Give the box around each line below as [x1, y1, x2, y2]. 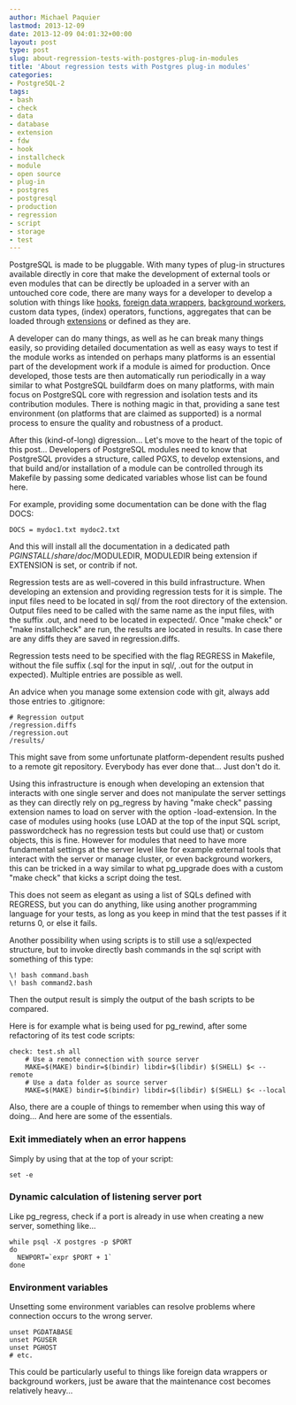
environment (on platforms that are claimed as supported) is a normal [9, 408, 262, 419]
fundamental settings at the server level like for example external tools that [9, 845, 281, 855]
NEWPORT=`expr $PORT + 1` [17, 1253, 113, 1262]
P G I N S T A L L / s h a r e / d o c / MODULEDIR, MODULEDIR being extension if [9, 551, 258, 561]
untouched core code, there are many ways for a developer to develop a [9, 288, 272, 298]
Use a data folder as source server [32, 1078, 168, 1087]
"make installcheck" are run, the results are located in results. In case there [9, 624, 283, 635]
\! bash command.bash [9, 971, 89, 980]
